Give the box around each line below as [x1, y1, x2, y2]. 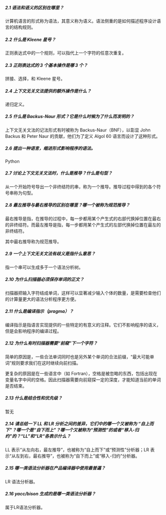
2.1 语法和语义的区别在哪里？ [5, 4, 64, 10]
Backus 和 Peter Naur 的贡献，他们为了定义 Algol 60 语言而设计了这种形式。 [5, 133, 161, 139]
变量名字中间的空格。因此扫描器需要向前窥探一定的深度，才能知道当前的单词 [5, 377, 161, 383]
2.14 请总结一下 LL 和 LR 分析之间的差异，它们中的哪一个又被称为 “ [5, 421, 141, 427]
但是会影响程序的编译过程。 [5, 328, 62, 334]
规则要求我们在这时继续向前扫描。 [11, 360, 81, 366]
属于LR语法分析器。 [5, 504, 45, 510]
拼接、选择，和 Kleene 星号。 [5, 75, 65, 81]
